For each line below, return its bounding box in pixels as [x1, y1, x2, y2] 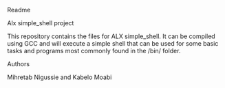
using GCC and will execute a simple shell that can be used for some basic [7, 40, 219, 47]
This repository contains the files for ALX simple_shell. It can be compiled [7, 32, 215, 40]
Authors [7, 60, 30, 68]
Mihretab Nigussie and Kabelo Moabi [7, 73, 112, 81]
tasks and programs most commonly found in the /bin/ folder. [7, 47, 181, 55]
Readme [7, 6, 31, 14]
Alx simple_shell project [7, 19, 74, 27]
